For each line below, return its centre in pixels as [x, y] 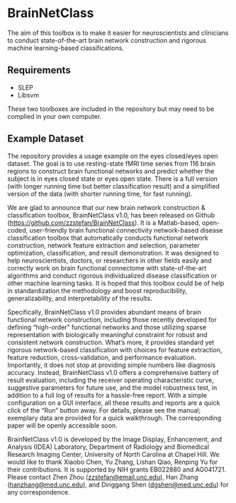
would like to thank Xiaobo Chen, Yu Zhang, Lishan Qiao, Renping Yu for [113, 462]
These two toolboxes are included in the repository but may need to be [111, 109]
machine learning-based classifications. [66, 48]
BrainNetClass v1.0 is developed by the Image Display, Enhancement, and [114, 439]
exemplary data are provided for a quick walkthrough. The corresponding [114, 418]
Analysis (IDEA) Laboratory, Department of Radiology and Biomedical [108, 447]
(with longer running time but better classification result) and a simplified [113, 186]
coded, [18, 230]
